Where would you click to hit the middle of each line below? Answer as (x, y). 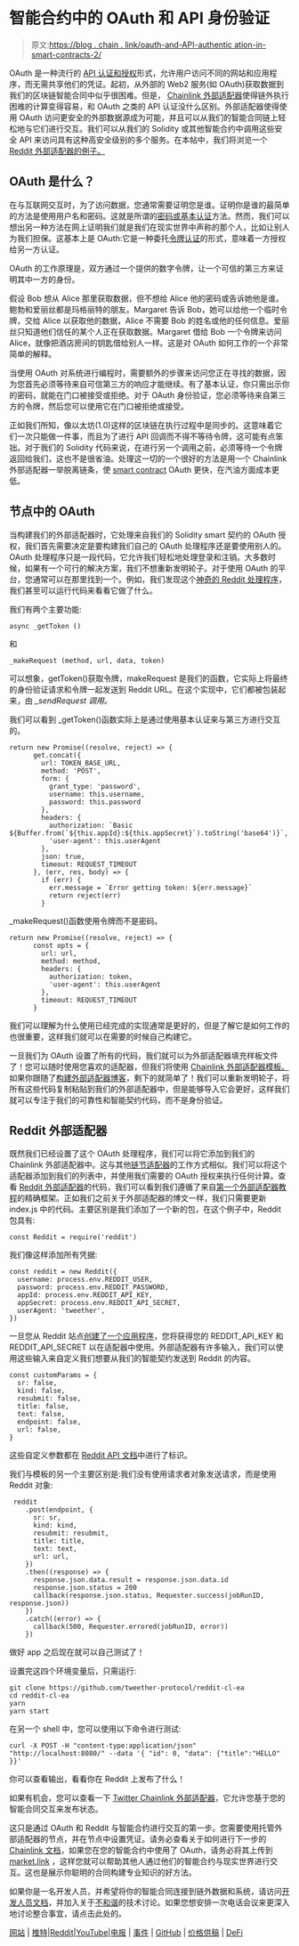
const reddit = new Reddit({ (63, 1272)
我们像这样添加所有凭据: (53, 1255)
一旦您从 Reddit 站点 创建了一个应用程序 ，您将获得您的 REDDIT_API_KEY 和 (146, 1336)
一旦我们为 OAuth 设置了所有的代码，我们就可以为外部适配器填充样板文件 (144, 1055)
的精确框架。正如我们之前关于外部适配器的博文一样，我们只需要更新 (142, 1198)
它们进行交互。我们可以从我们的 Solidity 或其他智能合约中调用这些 (154, 128)
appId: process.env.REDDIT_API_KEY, (85, 1295)
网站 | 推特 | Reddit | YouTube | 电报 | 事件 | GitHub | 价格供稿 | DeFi (126, 1933)
